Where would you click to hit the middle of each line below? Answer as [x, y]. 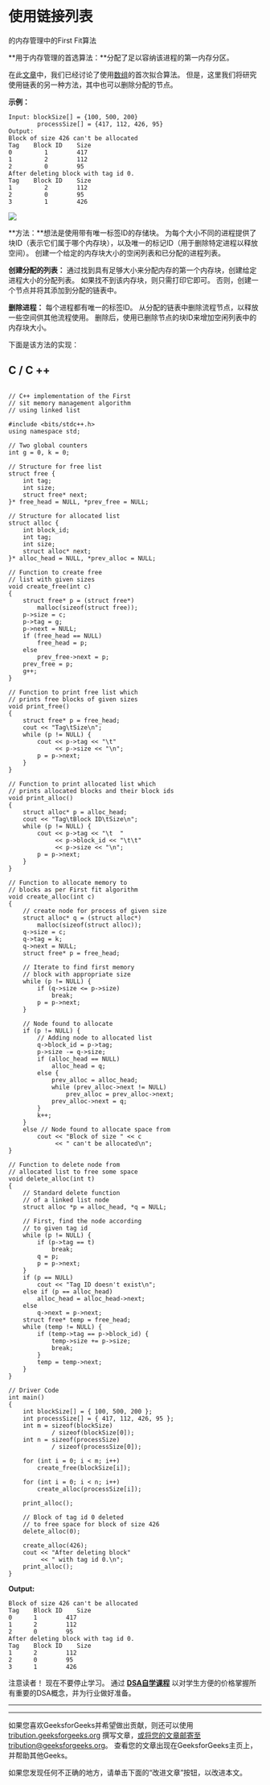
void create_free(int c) [50, 586]
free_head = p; [63, 643]
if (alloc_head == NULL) [79, 1059]
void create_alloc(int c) [51, 897]
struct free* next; [55, 495]
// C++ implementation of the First [70, 396]
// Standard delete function [72, 1193]
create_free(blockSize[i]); [84, 1467]
